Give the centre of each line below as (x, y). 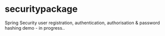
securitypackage (41, 9)
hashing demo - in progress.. (35, 28)
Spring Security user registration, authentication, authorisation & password (82, 23)
